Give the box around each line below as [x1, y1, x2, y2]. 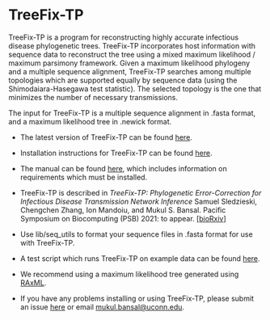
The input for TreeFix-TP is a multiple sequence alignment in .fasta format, [8, 107, 256, 118]
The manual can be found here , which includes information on [19, 163, 228, 173]
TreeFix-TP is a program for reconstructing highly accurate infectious [8, 32, 239, 42]
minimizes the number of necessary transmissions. [8, 92, 179, 102]
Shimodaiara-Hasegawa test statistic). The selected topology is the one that [8, 83, 262, 94]
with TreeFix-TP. [19, 238, 75, 247]
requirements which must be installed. [19, 172, 148, 182]
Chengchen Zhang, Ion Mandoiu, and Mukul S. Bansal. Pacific [19, 204, 226, 215]
